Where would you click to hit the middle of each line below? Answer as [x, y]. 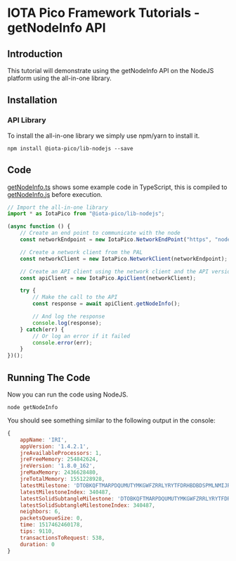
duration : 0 [37, 544]
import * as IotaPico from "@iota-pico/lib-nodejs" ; [86, 214]
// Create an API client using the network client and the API [114, 271]
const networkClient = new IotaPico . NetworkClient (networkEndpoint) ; [124, 259]
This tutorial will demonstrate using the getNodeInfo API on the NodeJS [111, 71]
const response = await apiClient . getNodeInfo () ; [106, 304]
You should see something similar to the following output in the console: [111, 420]
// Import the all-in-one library [58, 207]
